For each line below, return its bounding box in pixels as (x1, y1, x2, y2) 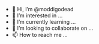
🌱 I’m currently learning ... (11, 18, 76, 25)
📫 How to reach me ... (11, 32, 68, 38)
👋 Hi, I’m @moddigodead (11, 6, 74, 12)
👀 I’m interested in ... (11, 12, 63, 19)
